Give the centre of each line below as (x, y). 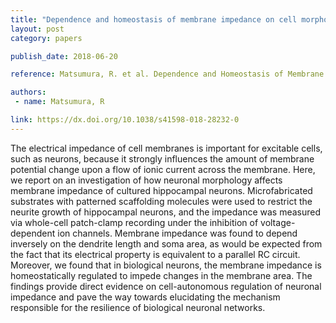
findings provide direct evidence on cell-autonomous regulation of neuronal (166, 286)
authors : (28, 92)
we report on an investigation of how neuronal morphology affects (146, 180)
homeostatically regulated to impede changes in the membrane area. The (161, 275)
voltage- (278, 222)
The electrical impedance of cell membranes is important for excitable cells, (166, 148)
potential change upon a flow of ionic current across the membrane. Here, (163, 169)
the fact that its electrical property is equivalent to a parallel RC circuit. (155, 254)
